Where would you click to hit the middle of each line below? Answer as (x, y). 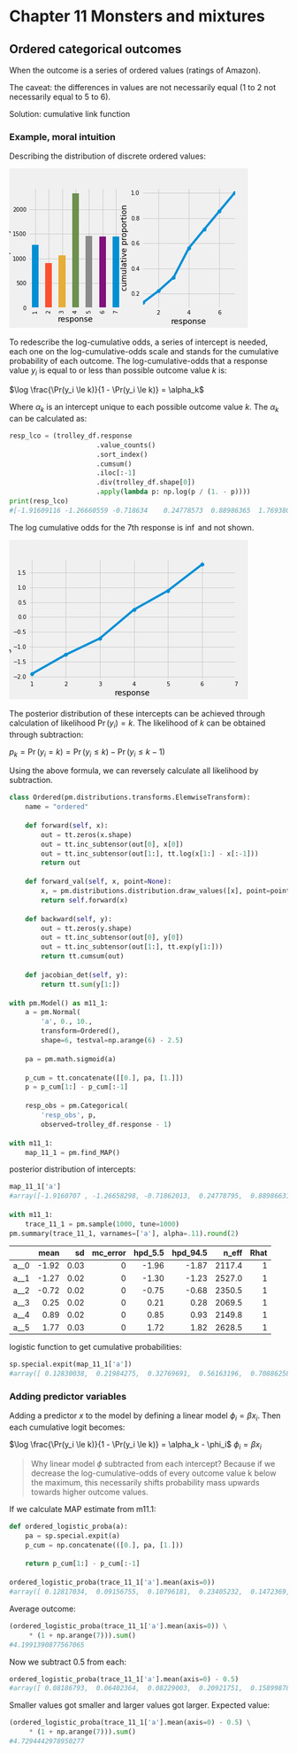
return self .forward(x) (84, 900)
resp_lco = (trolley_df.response (71, 436)
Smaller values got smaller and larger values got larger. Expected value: (140, 1705)
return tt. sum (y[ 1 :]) (81, 984)
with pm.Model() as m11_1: (59, 1003)
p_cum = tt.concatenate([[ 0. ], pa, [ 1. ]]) (104, 1078)
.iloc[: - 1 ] (116, 473)
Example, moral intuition (63, 136)
